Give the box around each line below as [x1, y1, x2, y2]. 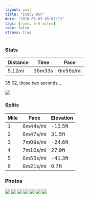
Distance [7, 59, 29, 66]
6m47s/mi [22, 131, 46, 137]
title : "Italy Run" [5, 12, 45, 17]
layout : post [5, 7, 32, 12]
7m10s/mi [22, 146, 46, 153]
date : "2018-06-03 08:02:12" [5, 16, 65, 21]
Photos [5, 177, 22, 184]
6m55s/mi [22, 155, 46, 162]
